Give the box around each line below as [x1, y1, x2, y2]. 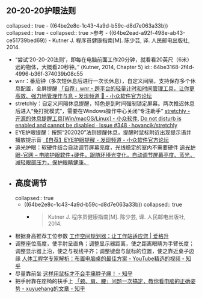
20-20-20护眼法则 [6, 5, 76, 16]
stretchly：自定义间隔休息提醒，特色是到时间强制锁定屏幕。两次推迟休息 [14, 100, 195, 107]
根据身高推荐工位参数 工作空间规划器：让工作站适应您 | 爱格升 [14, 232, 170, 239]
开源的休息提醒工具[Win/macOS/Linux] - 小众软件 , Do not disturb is [14, 115, 182, 122]
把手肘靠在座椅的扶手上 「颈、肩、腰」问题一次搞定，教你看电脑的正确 [14, 277, 191, 284]
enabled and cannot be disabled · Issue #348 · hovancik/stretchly [14, 121, 178, 129]
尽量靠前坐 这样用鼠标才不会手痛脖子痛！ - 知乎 [14, 270, 133, 277]
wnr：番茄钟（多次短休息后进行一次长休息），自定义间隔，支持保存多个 [14, 77, 191, 84]
